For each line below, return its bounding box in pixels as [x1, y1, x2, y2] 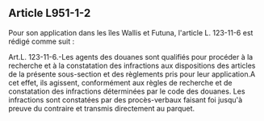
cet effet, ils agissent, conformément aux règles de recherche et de [8, 77, 233, 87]
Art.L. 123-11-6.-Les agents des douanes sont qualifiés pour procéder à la [8, 52, 254, 61]
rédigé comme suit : [8, 36, 75, 46]
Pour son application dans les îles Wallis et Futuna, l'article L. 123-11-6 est [8, 27, 254, 37]
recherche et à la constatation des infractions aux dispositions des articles [8, 60, 256, 70]
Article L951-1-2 [8, 6, 91, 20]
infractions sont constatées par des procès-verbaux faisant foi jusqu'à [8, 94, 243, 104]
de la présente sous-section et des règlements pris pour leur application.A [8, 69, 256, 79]
